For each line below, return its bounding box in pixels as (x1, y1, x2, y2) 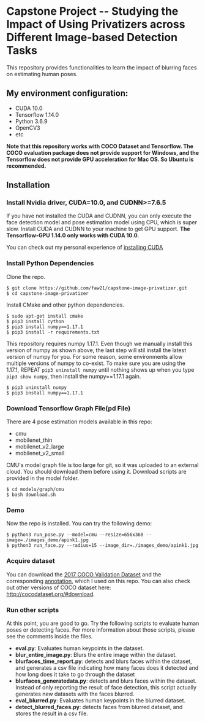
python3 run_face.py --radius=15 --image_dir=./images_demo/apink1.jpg (12, 543, 199, 549)
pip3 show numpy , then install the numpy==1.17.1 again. (6, 372, 141, 380)
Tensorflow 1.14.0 (15, 111, 59, 118)
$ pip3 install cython (6, 318, 64, 324)
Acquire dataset (6, 557, 55, 565)
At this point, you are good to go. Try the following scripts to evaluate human (6, 619, 199, 627)
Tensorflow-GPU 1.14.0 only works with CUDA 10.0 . (6, 232, 140, 239)
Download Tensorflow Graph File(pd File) (6, 404, 131, 412)
